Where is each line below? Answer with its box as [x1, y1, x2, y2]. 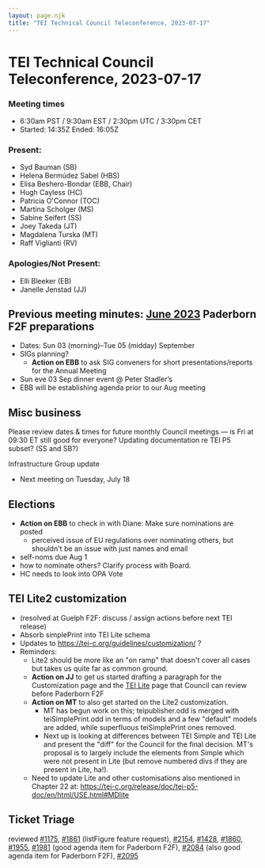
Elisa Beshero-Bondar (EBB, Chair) [19, 179, 133, 189]
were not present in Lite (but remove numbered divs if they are [43, 756, 248, 766]
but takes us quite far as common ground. [31, 663, 168, 673]
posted [19, 527, 44, 537]
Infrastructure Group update [8, 459, 100, 468]
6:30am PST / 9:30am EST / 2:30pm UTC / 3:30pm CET [19, 116, 203, 125]
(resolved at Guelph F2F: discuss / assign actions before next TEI [19, 613, 233, 622]
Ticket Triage [8, 813, 75, 827]
